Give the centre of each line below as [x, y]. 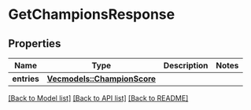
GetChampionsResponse [92, 15]
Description [186, 66]
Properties [35, 44]
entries [26, 79]
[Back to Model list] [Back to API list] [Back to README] [98, 98]
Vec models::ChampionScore [101, 79]
